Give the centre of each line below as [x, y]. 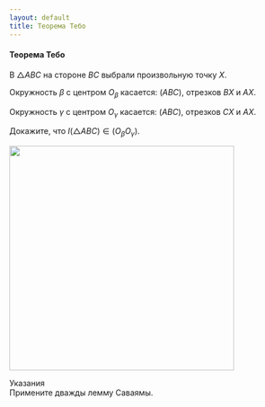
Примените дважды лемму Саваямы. [81, 393]
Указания [27, 384]
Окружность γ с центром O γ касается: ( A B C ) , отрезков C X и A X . [133, 113]
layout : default [40, 18]
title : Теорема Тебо [48, 26]
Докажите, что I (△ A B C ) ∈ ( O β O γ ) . [75, 133]
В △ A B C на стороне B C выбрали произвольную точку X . [118, 75]
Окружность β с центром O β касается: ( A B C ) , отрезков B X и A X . [133, 93]
